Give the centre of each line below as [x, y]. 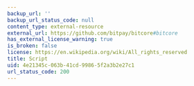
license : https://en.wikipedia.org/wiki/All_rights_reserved [97, 53]
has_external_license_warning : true [60, 40]
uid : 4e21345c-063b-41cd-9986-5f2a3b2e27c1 [71, 65]
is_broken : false [32, 46]
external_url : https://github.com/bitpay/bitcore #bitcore [92, 33]
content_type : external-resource [55, 26]
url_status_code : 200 [38, 71]
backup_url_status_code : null [51, 20]
